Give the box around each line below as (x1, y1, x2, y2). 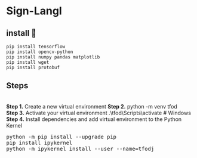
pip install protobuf (6, 64, 60, 70)
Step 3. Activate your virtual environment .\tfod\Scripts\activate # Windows (6, 109, 191, 116)
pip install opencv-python (6, 49, 73, 55)
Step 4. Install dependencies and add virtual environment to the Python (6, 115, 182, 123)
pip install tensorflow (6, 44, 66, 49)
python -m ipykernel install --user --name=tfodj (6, 145, 155, 152)
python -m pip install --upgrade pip (6, 133, 117, 140)
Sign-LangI (6, 4, 63, 18)
